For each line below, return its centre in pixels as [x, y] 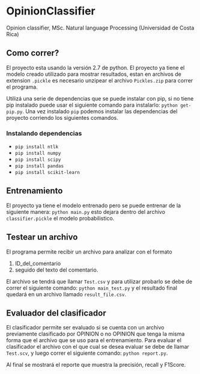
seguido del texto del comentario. [56, 270]
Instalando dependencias [44, 133]
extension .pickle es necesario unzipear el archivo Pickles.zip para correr [100, 80]
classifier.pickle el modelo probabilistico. [60, 218]
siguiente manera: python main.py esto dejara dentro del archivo [86, 211]
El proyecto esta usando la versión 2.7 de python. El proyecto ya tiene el [95, 67]
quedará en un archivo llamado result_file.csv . [66, 294]
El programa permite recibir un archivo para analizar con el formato [89, 252]
